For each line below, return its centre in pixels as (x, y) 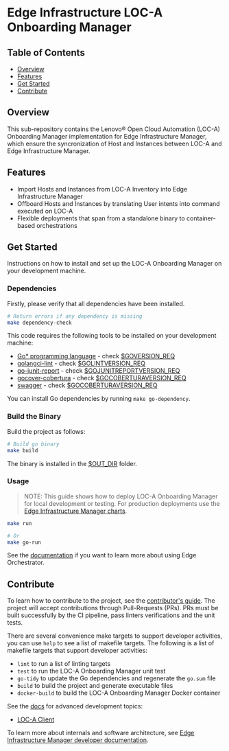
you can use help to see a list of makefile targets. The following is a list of (111, 643)
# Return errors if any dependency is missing (75, 316)
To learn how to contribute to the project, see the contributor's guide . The (111, 601)
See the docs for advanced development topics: (75, 706)
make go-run (24, 542)
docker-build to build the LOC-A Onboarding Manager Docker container (119, 693)
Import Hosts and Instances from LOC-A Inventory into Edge (102, 189)
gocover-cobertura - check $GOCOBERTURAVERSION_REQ (101, 378)
